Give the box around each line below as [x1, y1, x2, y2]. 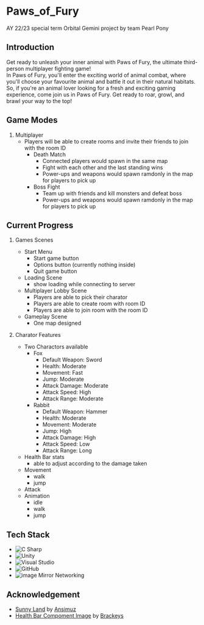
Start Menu [24, 248, 53, 256]
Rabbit [33, 402, 50, 409]
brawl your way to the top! [6, 97, 72, 104]
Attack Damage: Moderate [42, 382, 108, 389]
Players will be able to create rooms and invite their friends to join [24, 137, 189, 145]
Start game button [33, 255, 79, 262]
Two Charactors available [24, 343, 88, 350]
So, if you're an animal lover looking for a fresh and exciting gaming [6, 84, 176, 92]
